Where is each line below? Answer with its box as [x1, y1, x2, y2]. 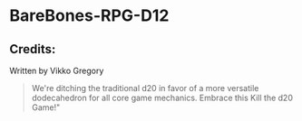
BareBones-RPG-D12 [9, 5, 170, 26]
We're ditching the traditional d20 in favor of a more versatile [31, 83, 259, 93]
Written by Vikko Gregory [9, 65, 104, 76]
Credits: [9, 42, 56, 57]
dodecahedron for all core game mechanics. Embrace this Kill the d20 [31, 92, 293, 103]
